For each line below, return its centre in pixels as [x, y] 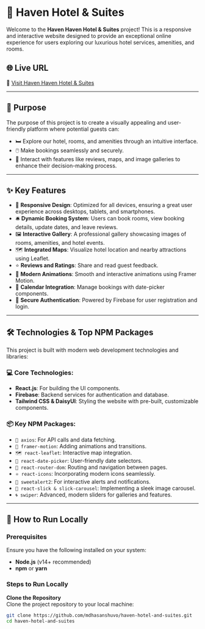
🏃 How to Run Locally [47, 519]
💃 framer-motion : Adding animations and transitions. [81, 446]
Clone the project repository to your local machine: [70, 604]
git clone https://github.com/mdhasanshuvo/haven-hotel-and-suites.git [99, 615]
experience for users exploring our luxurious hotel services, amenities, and [100, 42]
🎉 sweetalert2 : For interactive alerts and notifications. [83, 481]
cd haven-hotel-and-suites [41, 621]
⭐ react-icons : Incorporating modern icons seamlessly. [85, 473]
